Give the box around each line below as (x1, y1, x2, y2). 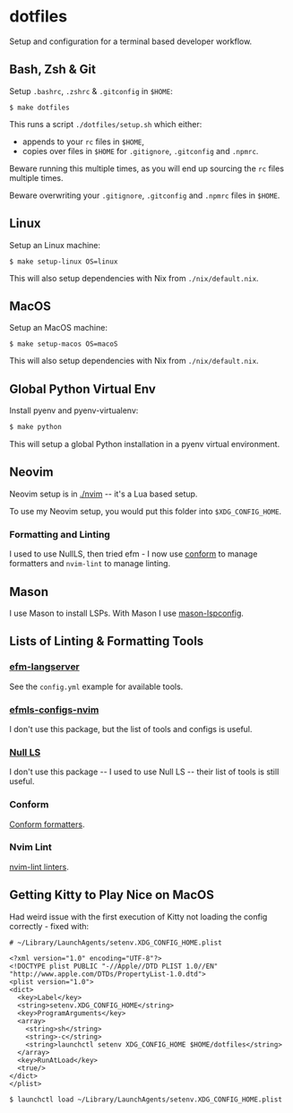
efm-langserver (9, 660, 81, 673)
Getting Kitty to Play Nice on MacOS (9, 887, 215, 902)
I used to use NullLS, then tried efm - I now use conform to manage (9, 548, 258, 559)
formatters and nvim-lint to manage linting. (9, 558, 171, 569)
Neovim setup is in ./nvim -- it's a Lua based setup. (9, 488, 198, 499)
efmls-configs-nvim (9, 703, 99, 716)
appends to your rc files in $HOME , (22, 136, 145, 147)
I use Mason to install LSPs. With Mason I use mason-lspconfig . (9, 608, 245, 618)
